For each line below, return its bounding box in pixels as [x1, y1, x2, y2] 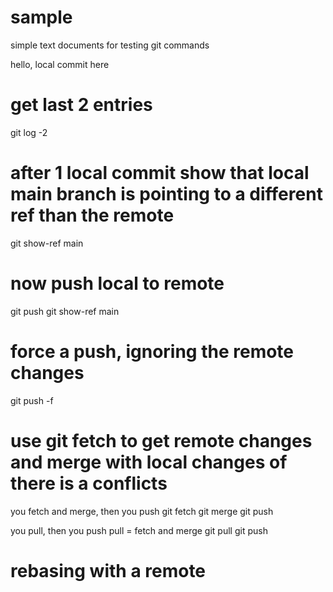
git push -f [10, 394, 54, 406]
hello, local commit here [10, 58, 110, 70]
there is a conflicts [10, 472, 168, 495]
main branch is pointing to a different [10, 183, 323, 206]
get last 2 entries [10, 94, 153, 116]
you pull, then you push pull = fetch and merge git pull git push [10, 524, 268, 536]
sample [10, 6, 73, 29]
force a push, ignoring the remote [10, 340, 295, 363]
